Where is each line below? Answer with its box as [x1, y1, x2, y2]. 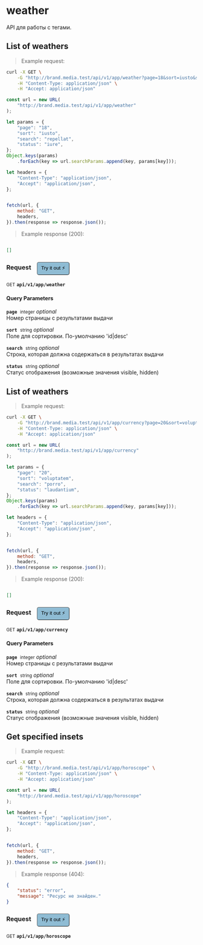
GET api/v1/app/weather [6, 282, 66, 288]
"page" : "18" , [17, 125, 53, 131]
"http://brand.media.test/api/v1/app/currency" [17, 447, 139, 454]
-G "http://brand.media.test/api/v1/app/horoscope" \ [17, 765, 155, 771]
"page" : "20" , [17, 470, 53, 476]
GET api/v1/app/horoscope [6, 933, 71, 940]
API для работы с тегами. [6, 24, 72, 31]
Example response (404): [21, 870, 85, 878]
